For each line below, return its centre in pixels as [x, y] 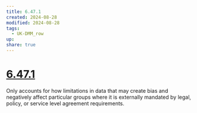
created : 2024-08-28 [32, 17]
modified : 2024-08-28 [33, 23]
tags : [13, 28]
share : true [21, 45]
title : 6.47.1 [24, 12]
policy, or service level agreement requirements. [65, 103]
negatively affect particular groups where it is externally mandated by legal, [99, 97]
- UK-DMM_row [28, 34]
